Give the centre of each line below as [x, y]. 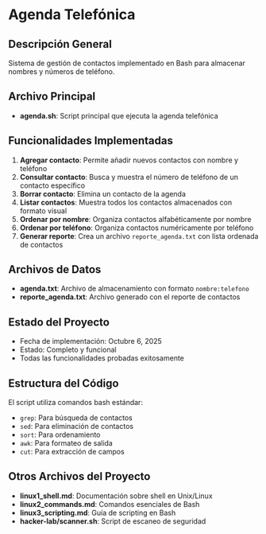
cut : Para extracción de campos [72, 452]
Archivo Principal [52, 97]
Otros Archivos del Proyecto [79, 476]
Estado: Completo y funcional [68, 350]
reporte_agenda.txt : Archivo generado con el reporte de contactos [130, 297]
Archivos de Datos [55, 269]
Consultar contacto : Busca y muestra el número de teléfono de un [129, 177]
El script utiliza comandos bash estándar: [75, 403]
